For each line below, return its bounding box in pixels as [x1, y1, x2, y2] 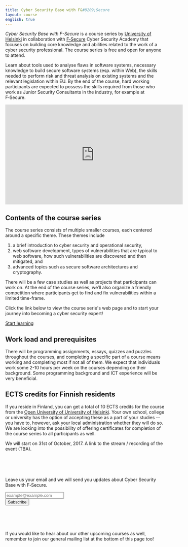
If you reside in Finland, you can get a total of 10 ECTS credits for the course [5, 403, 165, 409]
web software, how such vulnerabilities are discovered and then [12, 253, 146, 259]
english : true [5, 17, 35, 22]
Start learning [5, 320, 34, 326]
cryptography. [12, 269, 43, 276]
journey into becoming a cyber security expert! [5, 311, 103, 317]
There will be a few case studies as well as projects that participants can [5, 279, 157, 285]
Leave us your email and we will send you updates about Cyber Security [5, 476, 156, 483]
